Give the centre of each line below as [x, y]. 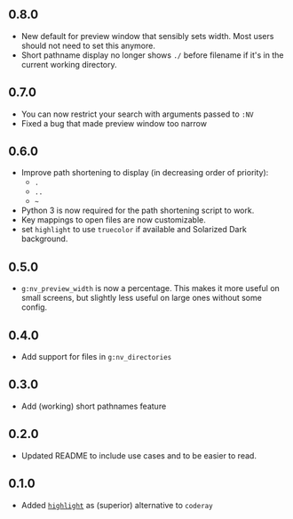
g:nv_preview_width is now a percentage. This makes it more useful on [150, 288]
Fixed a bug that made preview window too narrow [114, 123]
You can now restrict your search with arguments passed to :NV [137, 114]
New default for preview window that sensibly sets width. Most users [147, 36]
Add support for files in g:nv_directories [96, 357]
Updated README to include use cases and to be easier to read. [139, 455]
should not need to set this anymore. [88, 45]
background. [44, 239]
